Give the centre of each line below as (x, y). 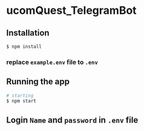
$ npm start (21, 101)
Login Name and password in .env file (72, 120)
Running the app (38, 82)
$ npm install (24, 46)
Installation (28, 33)
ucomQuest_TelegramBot (72, 11)
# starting (20, 95)
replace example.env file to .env (52, 62)
